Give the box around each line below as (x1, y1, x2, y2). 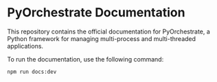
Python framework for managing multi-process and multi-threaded (7, 34, 196, 42)
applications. (7, 42, 43, 50)
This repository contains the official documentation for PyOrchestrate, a (7, 27, 211, 36)
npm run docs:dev (7, 68, 57, 75)
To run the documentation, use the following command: (7, 55, 164, 63)
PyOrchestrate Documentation (7, 5, 185, 20)
